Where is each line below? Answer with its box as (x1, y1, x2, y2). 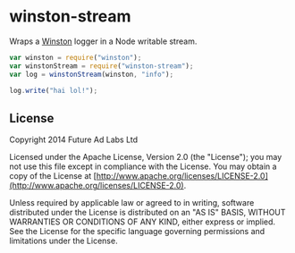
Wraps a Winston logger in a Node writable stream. (9, 36, 198, 46)
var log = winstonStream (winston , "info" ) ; (9, 70, 174, 79)
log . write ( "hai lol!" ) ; (9, 86, 98, 95)
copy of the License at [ (9, 171, 97, 181)
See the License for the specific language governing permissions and (9, 226, 265, 237)
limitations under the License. (9, 235, 118, 247)
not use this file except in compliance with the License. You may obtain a (9, 161, 277, 172)
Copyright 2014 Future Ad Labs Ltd (9, 134, 139, 145)
